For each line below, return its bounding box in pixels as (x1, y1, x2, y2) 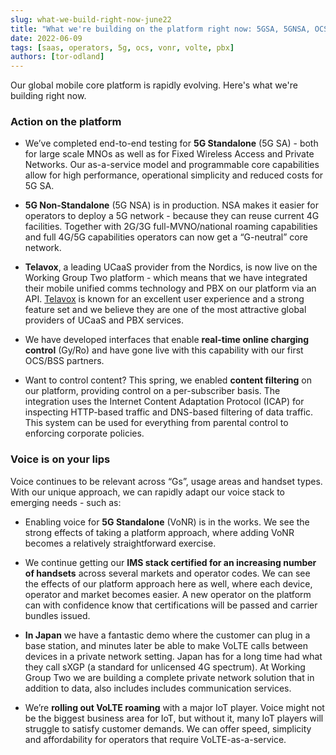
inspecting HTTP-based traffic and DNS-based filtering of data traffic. (24, 406, 314, 418)
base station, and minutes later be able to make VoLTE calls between (24, 639, 308, 651)
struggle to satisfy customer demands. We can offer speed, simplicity (24, 722, 312, 735)
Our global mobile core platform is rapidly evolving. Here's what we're (10, 79, 298, 91)
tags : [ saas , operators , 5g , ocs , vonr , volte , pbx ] (10, 42, 235, 53)
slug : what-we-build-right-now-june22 (10, 14, 172, 25)
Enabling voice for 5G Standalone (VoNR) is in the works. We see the (24, 516, 310, 528)
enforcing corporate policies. (24, 427, 145, 440)
